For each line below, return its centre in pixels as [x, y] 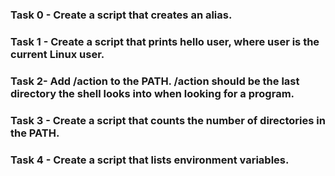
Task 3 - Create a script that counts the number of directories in [168, 120]
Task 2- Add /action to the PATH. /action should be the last [155, 81]
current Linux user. [57, 54]
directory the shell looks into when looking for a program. [152, 93]
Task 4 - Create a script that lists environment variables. [150, 160]
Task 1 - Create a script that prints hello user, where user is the [165, 41]
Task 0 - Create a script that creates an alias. [121, 15]
